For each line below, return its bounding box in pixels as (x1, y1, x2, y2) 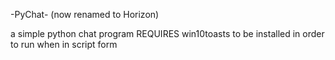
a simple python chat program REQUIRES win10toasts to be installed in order (10, 28, 325, 39)
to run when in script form (10, 39, 118, 50)
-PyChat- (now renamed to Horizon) (10, 9, 160, 20)
